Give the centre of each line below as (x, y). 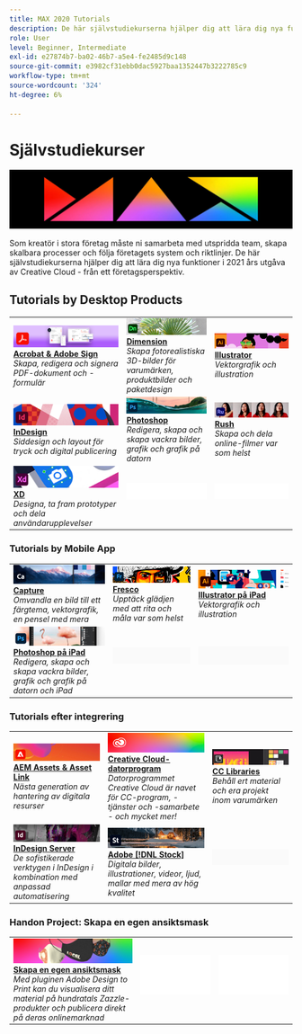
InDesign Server (44, 849)
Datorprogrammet (141, 779)
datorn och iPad (43, 691)
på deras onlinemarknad (59, 1017)
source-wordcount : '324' (56, 85)
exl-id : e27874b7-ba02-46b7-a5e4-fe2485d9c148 (98, 57)
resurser (29, 806)
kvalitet (121, 892)
